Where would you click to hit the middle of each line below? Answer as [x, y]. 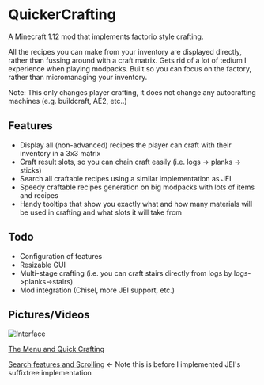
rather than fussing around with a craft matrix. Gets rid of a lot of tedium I [127, 60]
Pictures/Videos [49, 314]
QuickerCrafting [62, 15]
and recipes [39, 195]
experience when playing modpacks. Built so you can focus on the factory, [130, 68]
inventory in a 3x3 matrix [60, 153]
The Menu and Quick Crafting [57, 349]
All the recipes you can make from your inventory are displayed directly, [125, 51]
